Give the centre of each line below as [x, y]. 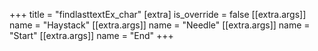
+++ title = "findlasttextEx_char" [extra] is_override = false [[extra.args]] [158, 14]
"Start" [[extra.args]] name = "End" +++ [91, 35]
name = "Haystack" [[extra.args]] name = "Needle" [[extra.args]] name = [160, 25]
